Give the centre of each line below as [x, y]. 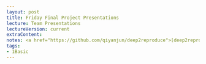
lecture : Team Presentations [44, 23]
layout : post [23, 12]
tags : [13, 46]
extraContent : [25, 35]
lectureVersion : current [38, 29]
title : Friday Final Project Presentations [63, 18]
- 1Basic [17, 52]
